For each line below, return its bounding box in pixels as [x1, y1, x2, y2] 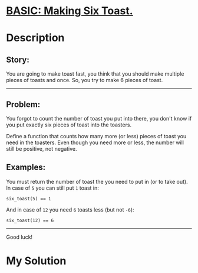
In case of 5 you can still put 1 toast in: [6, 184, 99, 191]
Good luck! [6, 233, 33, 240]
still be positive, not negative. [6, 145, 78, 152]
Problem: [6, 99, 41, 109]
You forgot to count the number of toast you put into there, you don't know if [6, 115, 192, 122]
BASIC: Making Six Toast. [6, 4, 134, 18]
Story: [6, 54, 29, 64]
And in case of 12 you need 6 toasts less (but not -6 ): [6, 206, 134, 213]
